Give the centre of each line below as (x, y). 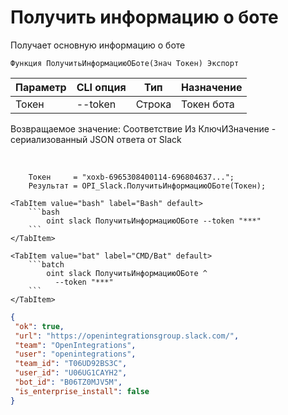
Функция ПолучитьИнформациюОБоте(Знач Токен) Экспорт (125, 63)
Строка (153, 104)
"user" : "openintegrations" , (75, 354)
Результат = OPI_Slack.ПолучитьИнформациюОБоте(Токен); (147, 186)
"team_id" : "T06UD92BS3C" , (71, 364)
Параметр (41, 87)
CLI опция (101, 87)
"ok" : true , (39, 326)
